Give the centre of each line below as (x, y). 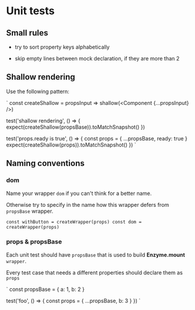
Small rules (27, 33)
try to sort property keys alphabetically (62, 47)
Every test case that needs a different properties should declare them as (95, 272)
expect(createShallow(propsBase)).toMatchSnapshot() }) (76, 127)
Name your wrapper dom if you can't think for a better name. (79, 193)
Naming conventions (45, 163)
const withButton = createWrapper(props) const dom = (74, 222)
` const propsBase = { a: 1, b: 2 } (45, 289)
